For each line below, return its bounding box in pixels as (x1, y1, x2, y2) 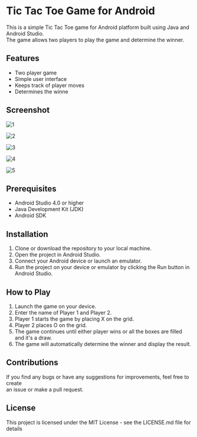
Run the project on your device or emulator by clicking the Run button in (14, 264, 190, 271)
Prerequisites (6, 183, 57, 193)
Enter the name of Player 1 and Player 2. (14, 309, 112, 316)
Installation (6, 229, 48, 239)
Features (6, 53, 40, 63)
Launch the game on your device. (14, 303, 97, 310)
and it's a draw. (14, 334, 52, 341)
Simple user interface (14, 75, 67, 82)
